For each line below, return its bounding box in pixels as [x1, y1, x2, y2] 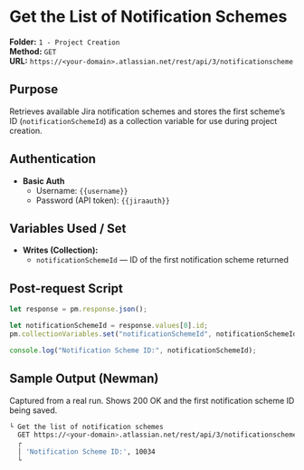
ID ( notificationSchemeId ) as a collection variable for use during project [9, 115, 278, 126]
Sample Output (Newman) [9, 371, 159, 387]
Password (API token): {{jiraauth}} [35, 195, 170, 206]
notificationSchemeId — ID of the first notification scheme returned [35, 254, 290, 265]
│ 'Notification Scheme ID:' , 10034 [17, 447, 156, 456]
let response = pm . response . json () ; [9, 305, 147, 314]
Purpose [9, 82, 59, 97]
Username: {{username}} [35, 185, 128, 196]
